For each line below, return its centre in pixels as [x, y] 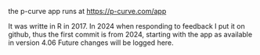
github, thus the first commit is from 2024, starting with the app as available [130, 34]
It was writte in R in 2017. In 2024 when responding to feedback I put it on [126, 26]
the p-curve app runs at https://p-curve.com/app [87, 11]
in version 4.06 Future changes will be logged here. [91, 43]
